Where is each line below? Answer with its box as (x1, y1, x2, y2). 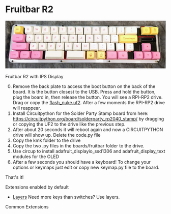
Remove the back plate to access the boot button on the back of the (12, 83, 156, 89)
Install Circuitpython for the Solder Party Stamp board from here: (12, 110, 149, 116)
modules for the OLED (12, 154, 60, 160)
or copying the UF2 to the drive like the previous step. (12, 121, 126, 128)
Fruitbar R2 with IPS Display (5, 74, 64, 80)
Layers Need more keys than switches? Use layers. (12, 194, 120, 200)
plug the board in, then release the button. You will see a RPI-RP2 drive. (12, 94, 163, 100)
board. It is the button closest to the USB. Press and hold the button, (12, 89, 156, 95)
